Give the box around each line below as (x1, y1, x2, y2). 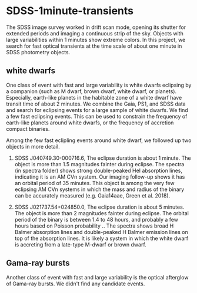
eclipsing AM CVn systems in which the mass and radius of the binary (14, 186, 185, 193)
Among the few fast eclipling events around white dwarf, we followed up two (6, 137, 192, 144)
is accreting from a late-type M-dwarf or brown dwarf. (14, 241, 147, 248)
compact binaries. (6, 125, 50, 132)
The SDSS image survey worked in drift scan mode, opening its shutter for (6, 24, 186, 31)
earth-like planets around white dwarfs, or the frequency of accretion (6, 119, 174, 126)
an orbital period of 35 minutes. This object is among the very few (14, 179, 175, 186)
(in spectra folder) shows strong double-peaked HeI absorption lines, (14, 167, 183, 174)
